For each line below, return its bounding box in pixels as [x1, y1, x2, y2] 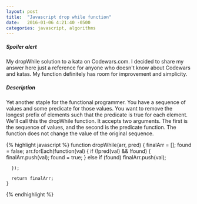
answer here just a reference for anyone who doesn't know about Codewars [6, 64, 191, 71]
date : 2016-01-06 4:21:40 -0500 [6, 19, 91, 25]
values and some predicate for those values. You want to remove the [6, 105, 173, 112]
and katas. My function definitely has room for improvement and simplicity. [6, 71, 188, 78]
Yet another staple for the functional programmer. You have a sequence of [6, 99, 186, 106]
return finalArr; [11, 176, 54, 182]
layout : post [6, 8, 38, 15]
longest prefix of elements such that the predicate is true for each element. [6, 111, 188, 118]
